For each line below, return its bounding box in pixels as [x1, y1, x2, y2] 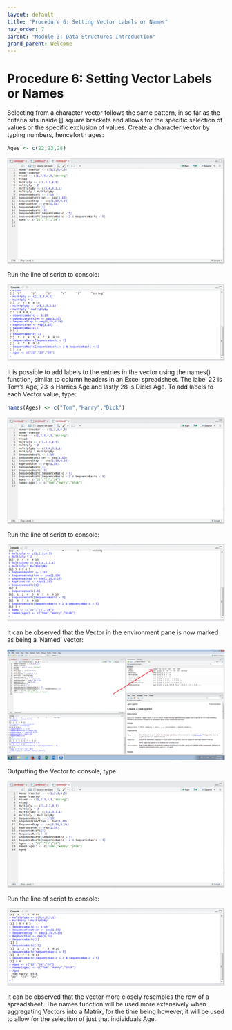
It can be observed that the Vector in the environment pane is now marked [7, 628, 219, 636]
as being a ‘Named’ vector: [7, 635, 84, 643]
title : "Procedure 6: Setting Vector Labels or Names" [7, 18, 168, 26]
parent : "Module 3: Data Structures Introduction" [7, 33, 156, 40]
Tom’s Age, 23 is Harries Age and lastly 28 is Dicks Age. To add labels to [7, 383, 214, 391]
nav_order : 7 [7, 26, 45, 33]
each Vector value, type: [7, 389, 77, 398]
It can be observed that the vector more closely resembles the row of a [7, 993, 209, 1001]
